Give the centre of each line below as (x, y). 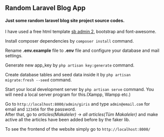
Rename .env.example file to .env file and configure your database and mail (82, 50)
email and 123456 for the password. (41, 109)
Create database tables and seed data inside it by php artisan (68, 74)
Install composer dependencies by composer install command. (69, 41)
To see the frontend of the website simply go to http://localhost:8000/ (78, 129)
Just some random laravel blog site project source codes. (65, 20)
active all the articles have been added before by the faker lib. (68, 119)
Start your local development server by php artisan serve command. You (80, 89)
